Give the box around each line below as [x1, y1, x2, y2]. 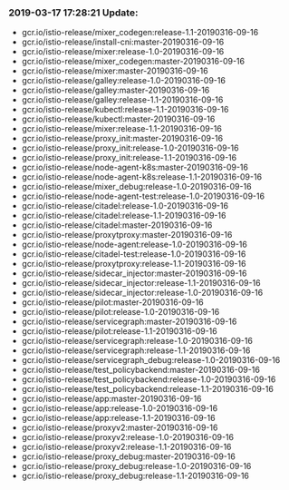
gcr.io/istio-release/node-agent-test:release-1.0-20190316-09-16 [21, 191, 265, 201]
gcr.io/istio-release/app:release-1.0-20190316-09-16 [21, 403, 218, 414]
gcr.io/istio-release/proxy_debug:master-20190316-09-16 [21, 451, 236, 462]
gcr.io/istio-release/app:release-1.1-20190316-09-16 [21, 413, 216, 424]
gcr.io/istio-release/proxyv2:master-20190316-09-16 [21, 422, 218, 433]
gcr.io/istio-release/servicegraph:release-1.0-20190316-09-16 [21, 336, 253, 347]
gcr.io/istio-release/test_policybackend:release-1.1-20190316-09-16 [21, 384, 274, 395]
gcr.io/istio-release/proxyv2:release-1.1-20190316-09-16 [21, 442, 232, 453]
